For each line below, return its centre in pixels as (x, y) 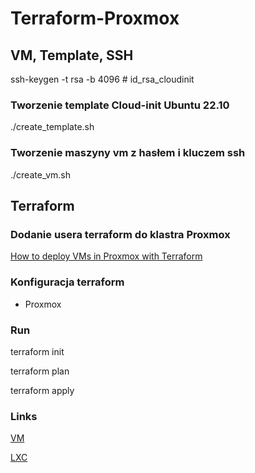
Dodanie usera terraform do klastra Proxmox (120, 234)
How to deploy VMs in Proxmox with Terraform (106, 256)
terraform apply (42, 390)
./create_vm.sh (40, 174)
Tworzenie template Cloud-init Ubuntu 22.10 (120, 105)
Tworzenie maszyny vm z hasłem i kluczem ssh (128, 153)
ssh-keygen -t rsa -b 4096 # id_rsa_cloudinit (102, 79)
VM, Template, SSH (72, 55)
